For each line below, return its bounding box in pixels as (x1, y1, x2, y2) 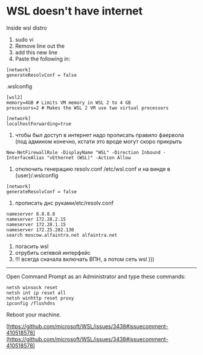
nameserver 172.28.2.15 (6, 216, 66, 222)
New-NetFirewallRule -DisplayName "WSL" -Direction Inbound (6, 149, 161, 155)
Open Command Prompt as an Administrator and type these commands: (6, 273, 186, 280)
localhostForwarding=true (6, 121, 71, 127)
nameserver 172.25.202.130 (6, 226, 74, 233)
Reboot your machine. (6, 311, 62, 318)
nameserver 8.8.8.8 (6, 211, 56, 217)
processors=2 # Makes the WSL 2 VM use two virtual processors (6, 104, 169, 111)
